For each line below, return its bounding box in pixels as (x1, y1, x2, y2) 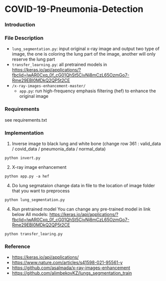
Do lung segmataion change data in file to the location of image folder (11, 183, 155, 188)
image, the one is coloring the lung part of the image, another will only (11, 51, 156, 57)
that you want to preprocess (11, 188, 70, 194)
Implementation (4, 129, 44, 136)
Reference (4, 243, 30, 250)
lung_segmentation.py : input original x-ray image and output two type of (11, 46, 160, 52)
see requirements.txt (4, 117, 47, 123)
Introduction (4, 21, 35, 28)
